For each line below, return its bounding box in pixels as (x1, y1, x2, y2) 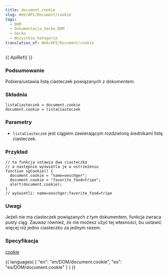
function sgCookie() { (5, 168, 53, 174)
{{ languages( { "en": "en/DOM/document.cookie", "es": (5, 259, 122, 265)
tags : (5, 17, 17, 22)
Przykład (5, 148, 28, 155)
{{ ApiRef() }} (5, 54, 33, 60)
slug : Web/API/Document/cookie (5, 12, 72, 17)
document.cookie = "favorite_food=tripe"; (10, 177, 101, 182)
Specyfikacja (5, 238, 39, 245)
